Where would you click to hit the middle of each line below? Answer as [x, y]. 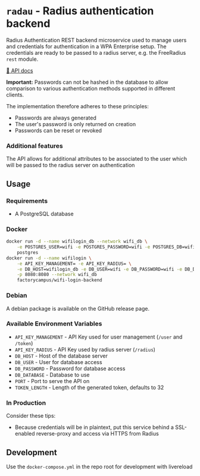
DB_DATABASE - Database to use [52, 375]
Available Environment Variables [54, 324]
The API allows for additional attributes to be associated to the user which [97, 159]
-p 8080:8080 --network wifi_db [57, 275]
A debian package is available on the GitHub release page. [78, 308]
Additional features [35, 146]
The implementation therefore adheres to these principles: [77, 106]
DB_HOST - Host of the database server [61, 356]
